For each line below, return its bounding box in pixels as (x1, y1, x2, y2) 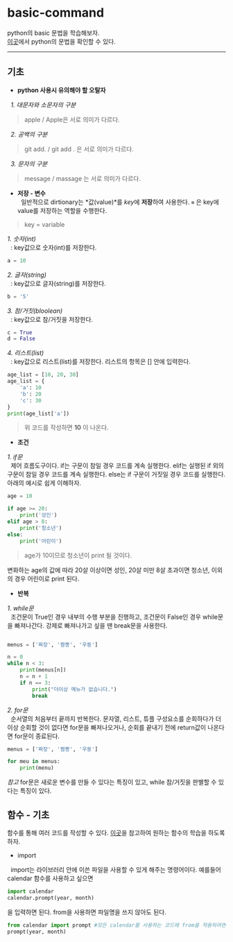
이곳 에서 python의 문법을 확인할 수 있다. (7, 37, 116, 46)
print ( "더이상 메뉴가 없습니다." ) (32, 685, 117, 693)
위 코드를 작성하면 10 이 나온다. (24, 423, 109, 431)
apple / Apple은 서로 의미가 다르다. (24, 115, 120, 123)
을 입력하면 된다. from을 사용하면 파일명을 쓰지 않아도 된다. (7, 907, 166, 916)
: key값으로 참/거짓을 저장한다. (10, 315, 94, 323)
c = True (7, 329, 33, 336)
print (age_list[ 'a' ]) (7, 410, 70, 417)
